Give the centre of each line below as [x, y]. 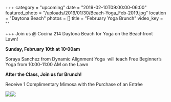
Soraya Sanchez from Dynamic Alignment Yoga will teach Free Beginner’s [84, 59]
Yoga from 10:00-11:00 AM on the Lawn [47, 64]
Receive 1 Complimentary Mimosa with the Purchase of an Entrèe [74, 84]
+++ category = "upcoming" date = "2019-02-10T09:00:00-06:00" [76, 7]
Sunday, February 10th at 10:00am [43, 49]
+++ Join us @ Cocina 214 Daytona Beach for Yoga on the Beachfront [79, 34]
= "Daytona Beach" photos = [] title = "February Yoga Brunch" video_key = [84, 18]
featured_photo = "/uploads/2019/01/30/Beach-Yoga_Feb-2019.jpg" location [86, 13]
